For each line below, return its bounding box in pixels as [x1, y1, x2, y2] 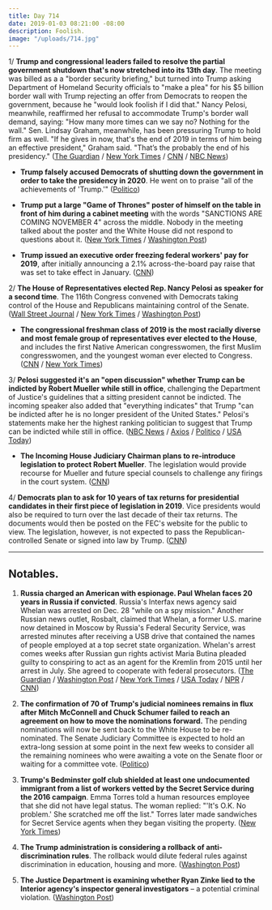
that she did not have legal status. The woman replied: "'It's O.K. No [19, 801, 247, 811]
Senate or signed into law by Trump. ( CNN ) [44, 536, 188, 546]
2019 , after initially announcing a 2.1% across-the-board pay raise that [19, 259, 256, 268]
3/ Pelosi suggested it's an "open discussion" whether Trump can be [8, 375, 245, 385]
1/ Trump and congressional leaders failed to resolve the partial [8, 57, 225, 67]
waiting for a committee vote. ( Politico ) [19, 759, 150, 769]
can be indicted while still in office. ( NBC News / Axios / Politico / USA [8, 427, 242, 436]
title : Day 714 [8, 11, 60, 20]
